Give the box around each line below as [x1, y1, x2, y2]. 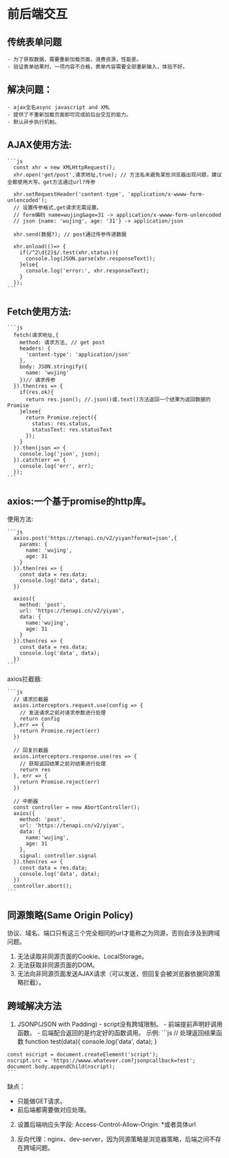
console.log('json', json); [19, 451, 100, 458]
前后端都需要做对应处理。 [17, 1105, 90, 1114]
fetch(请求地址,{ [13, 332, 59, 339]
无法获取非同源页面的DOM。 [17, 961, 99, 969]
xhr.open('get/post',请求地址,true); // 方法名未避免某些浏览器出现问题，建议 [13, 171, 222, 178]
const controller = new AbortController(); [13, 804, 140, 811]
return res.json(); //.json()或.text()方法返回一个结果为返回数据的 [25, 396, 211, 403]
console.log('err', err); [19, 463, 94, 470]
